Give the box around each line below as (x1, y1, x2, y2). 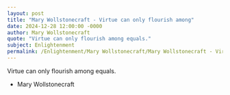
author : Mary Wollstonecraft (7, 29, 90, 36)
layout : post (7, 10, 44, 17)
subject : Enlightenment (7, 42, 75, 49)
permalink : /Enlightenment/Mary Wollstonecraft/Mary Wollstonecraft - (7, 49, 213, 55)
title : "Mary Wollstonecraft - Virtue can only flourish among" (7, 16, 194, 23)
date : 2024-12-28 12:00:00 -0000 (7, 23, 103, 29)
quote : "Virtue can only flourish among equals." (7, 36, 152, 42)
